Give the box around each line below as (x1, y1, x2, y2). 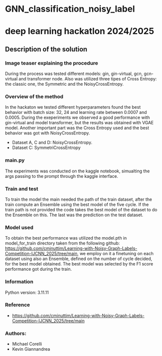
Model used (5, 224, 34, 231)
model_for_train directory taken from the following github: (5, 240, 120, 246)
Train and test (5, 185, 39, 192)
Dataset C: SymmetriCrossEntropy (12, 145, 81, 150)
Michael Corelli (12, 341, 42, 347)
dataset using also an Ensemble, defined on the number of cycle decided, (5, 256, 152, 262)
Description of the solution (5, 45, 87, 53)
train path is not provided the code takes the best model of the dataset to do (5, 206, 158, 212)
